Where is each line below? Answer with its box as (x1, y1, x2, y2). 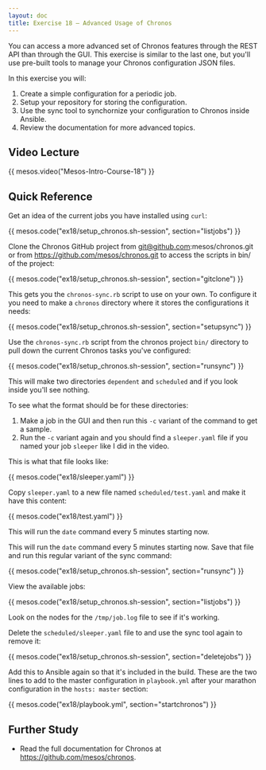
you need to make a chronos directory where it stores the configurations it (8, 298, 249, 307)
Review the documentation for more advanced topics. (19, 123, 196, 132)
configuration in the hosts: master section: (8, 684, 148, 694)
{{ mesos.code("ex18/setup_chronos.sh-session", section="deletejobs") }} (8, 652, 252, 662)
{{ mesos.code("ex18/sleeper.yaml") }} (8, 472, 135, 482)
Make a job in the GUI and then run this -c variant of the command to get (19, 416, 258, 426)
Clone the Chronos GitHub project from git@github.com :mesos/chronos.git (8, 242, 254, 252)
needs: (8, 307, 31, 316)
